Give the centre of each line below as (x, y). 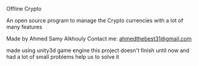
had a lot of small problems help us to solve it (63, 57)
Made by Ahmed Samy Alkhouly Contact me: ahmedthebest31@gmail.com (99, 38)
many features (24, 27)
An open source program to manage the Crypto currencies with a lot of (95, 20)
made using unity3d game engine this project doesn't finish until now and (98, 50)
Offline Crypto (24, 9)
